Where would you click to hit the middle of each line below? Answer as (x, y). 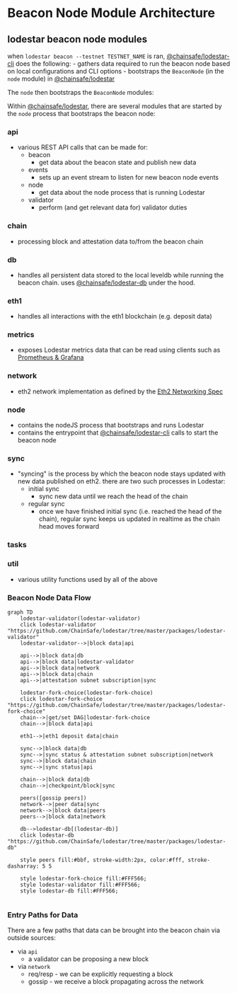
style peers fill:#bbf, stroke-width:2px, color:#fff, (103, 860)
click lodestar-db (47, 835)
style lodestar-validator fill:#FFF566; (80, 885)
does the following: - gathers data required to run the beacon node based (123, 64)
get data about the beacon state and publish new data (117, 162)
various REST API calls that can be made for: (83, 147)
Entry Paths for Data (43, 914)
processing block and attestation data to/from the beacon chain (110, 241)
